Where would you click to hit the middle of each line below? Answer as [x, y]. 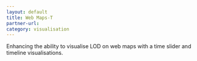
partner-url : [23, 23]
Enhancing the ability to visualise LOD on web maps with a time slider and [99, 46]
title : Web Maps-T [30, 18]
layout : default [27, 12]
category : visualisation [38, 29]
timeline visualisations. [35, 53]
